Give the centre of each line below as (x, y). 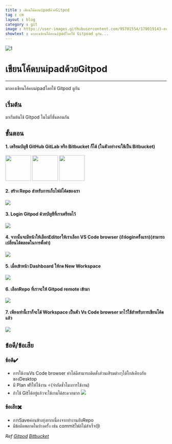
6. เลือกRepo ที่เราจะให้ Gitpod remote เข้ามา (48, 289)
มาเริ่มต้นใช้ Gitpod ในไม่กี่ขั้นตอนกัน (37, 117)
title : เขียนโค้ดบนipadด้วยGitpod (38, 10)
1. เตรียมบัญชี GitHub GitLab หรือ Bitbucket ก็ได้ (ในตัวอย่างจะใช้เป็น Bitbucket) (80, 146)
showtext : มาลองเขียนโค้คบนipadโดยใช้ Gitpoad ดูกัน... (57, 34)
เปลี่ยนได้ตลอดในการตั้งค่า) (28, 243)
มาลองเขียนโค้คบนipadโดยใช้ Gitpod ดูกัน (43, 88)
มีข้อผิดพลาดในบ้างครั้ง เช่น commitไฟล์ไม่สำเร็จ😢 (57, 426)
